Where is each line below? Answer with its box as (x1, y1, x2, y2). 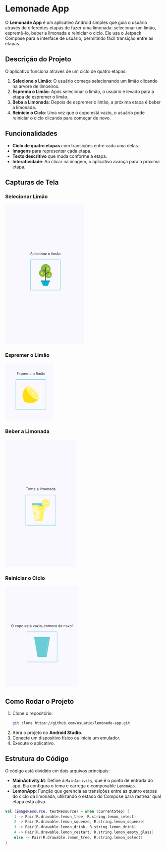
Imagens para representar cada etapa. (12, 148, 92, 154)
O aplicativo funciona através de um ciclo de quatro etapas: (5, 68, 127, 74)
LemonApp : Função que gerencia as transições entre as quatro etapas (12, 788, 157, 794)
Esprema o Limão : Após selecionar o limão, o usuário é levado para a (12, 88, 155, 95)
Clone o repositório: (12, 710, 53, 716)
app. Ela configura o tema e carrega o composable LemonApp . (12, 782, 136, 789)
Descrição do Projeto (5, 55, 71, 64)
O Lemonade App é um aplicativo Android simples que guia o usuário (5, 19, 147, 25)
